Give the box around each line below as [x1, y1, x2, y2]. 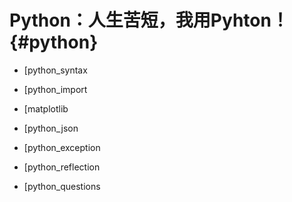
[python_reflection [23, 161, 101, 173]
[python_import [23, 83, 88, 95]
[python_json [23, 122, 79, 134]
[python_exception [23, 141, 101, 153]
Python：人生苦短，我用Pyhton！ [9, 9, 289, 32]
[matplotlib [23, 102, 69, 115]
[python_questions [23, 180, 101, 192]
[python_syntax [23, 64, 88, 76]
